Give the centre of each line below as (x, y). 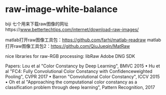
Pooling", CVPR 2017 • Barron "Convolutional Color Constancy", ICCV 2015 (82, 76)
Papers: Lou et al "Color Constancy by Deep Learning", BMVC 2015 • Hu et (83, 66)
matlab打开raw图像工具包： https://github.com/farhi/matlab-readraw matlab (83, 40)
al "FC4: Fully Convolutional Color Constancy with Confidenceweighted (79, 71)
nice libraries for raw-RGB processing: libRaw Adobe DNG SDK (70, 56)
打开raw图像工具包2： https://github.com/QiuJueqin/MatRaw (68, 46)
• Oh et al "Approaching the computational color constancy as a (71, 82)
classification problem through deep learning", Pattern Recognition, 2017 (80, 87)
